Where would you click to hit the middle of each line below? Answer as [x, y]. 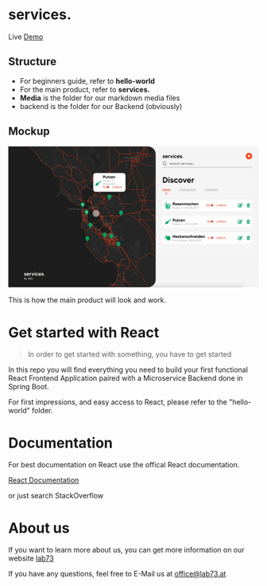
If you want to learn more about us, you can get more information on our [126, 550]
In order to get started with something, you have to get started [130, 354]
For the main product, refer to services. [85, 89]
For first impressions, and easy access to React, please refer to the [118, 402]
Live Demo [26, 37]
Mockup [29, 132]
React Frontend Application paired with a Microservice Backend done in [126, 378]
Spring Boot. [29, 387]
